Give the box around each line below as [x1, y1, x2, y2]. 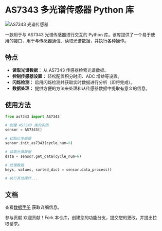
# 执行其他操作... [5, 176, 38, 181]
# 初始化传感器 [5, 136, 32, 141]
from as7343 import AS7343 [5, 114, 60, 119]
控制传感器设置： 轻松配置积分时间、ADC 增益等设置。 [12, 73, 122, 79]
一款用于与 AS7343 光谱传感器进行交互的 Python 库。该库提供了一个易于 [5, 32, 151, 37]
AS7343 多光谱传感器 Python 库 [5, 4, 134, 16]
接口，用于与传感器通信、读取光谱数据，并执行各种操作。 [13, 37, 129, 44]
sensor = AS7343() [5, 127, 42, 132]
